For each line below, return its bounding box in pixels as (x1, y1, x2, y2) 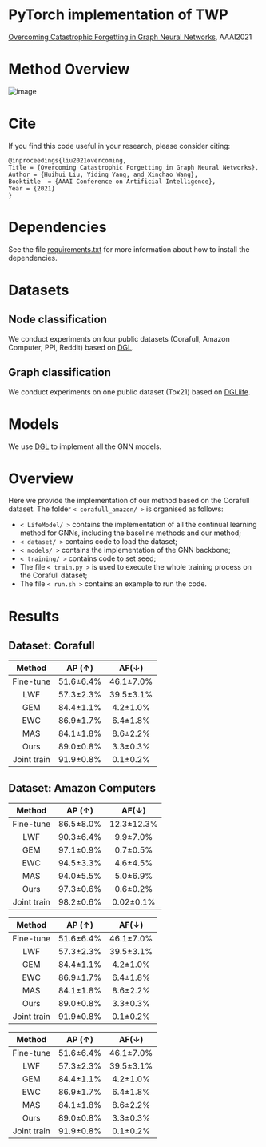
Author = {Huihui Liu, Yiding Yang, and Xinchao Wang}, (8, 170, 198, 178)
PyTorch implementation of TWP (8, 6, 229, 24)
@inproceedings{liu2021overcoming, (8, 156, 127, 165)
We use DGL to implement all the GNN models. (8, 442, 162, 451)
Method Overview (8, 60, 130, 78)
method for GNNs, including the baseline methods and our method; (19, 528, 242, 538)
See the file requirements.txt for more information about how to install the (8, 244, 250, 254)
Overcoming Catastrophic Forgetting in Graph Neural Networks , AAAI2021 (8, 32, 252, 42)
